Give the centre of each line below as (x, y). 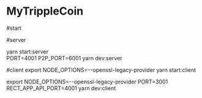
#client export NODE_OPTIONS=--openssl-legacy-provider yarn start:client (101, 70)
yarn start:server (28, 51)
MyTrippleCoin (45, 11)
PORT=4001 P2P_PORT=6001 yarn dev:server (64, 58)
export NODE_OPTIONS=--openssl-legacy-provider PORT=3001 (87, 82)
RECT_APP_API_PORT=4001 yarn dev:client (61, 88)
